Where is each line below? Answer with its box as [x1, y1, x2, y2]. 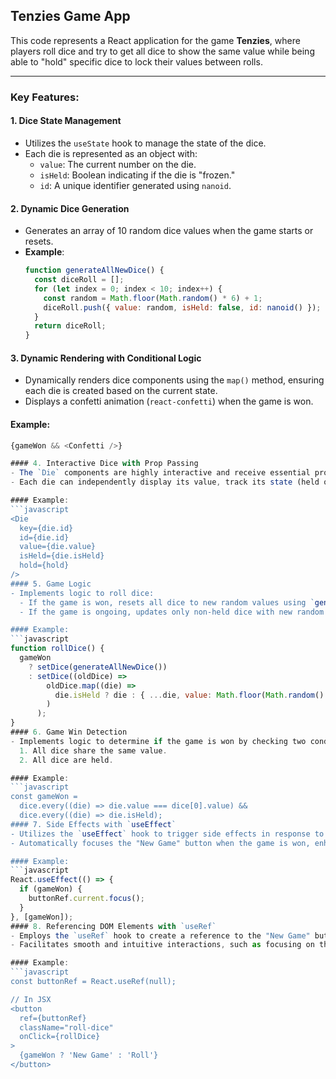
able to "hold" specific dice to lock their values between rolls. [10, 55, 263, 68]
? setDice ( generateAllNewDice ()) [28, 662, 168, 672]
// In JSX [10, 994, 52, 1004]
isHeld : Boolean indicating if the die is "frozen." [39, 169, 236, 181]
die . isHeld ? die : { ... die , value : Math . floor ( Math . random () [54, 690, 325, 700]
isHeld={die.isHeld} [19, 551, 105, 561]
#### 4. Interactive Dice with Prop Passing [10, 459, 199, 469]
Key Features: [10, 90, 80, 104]
